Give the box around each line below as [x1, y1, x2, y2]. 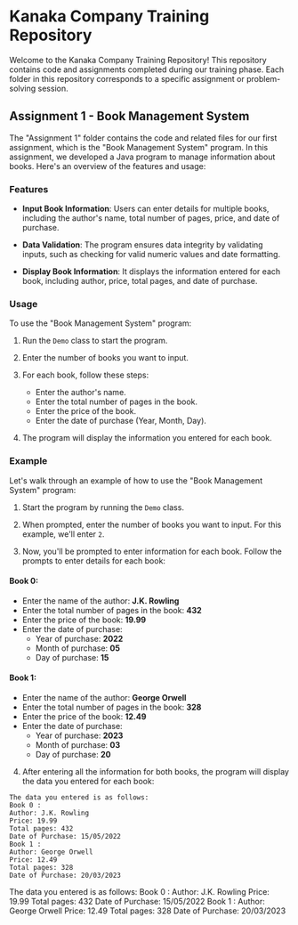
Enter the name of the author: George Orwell [21, 693, 187, 703]
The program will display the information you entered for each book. [21, 433, 273, 443]
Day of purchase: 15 [35, 652, 109, 662]
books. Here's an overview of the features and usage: [9, 160, 206, 171]
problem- [246, 73, 281, 84]
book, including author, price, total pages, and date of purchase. [21, 276, 258, 287]
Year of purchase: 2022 [35, 633, 124, 644]
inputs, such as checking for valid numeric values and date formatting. [21, 249, 281, 260]
